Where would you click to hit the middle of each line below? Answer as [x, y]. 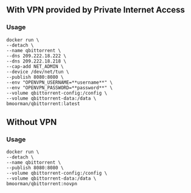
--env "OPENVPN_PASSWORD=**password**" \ [60, 87]
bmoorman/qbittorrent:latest [43, 103]
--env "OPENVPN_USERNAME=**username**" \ [60, 82]
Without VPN [32, 122]
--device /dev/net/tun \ [38, 72]
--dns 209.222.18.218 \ [36, 61]
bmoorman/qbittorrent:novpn [42, 184]
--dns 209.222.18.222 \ [36, 56]
